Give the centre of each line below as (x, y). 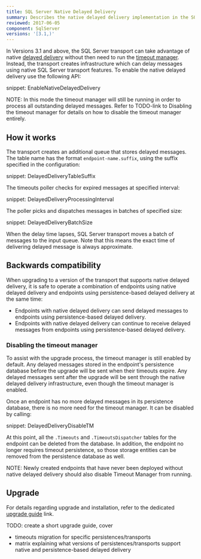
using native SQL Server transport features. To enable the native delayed (96, 70)
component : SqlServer (33, 28)
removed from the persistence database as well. (66, 456)
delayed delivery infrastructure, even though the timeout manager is (90, 384)
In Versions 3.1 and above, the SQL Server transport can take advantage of (98, 51)
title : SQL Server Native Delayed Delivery (61, 12)
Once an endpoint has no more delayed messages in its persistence (90, 402)
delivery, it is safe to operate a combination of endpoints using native (91, 286)
